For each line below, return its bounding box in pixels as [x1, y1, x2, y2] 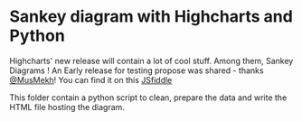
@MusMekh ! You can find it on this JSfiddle [9, 74, 173, 85]
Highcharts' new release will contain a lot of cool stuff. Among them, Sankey [9, 55, 294, 66]
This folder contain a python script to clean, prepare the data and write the [9, 92, 288, 103]
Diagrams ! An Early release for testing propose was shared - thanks [9, 65, 264, 76]
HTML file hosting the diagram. [9, 101, 125, 112]
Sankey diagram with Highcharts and [9, 6, 294, 27]
